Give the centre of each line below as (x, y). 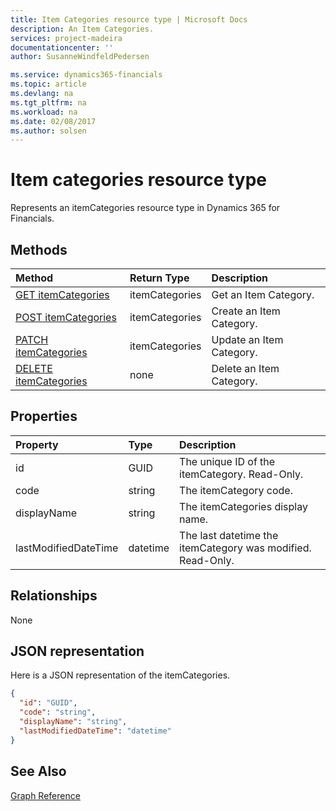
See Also (38, 771)
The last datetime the (229, 535)
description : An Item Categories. (82, 29)
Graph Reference (45, 795)
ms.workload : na (44, 112)
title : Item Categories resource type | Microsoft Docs (129, 19)
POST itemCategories (66, 317)
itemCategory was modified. (245, 548)
